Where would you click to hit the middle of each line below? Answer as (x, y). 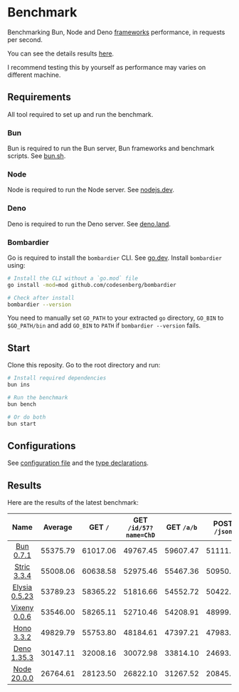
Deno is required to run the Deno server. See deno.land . (89, 224)
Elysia (22, 587)
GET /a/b (182, 528)
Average (58, 528)
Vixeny (22, 608)
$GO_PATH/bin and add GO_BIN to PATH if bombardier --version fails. (104, 325)
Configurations (42, 446)
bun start (22, 424)
